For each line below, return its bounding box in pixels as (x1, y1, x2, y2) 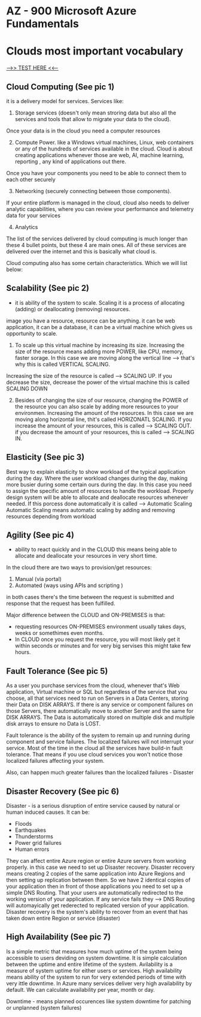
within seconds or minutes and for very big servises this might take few (14, 642, 191, 649)
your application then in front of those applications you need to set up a (6, 883, 182, 890)
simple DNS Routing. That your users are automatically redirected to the (6, 889, 184, 896)
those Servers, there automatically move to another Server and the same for (6, 708, 194, 715)
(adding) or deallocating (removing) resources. (14, 305, 130, 312)
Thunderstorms (14, 833, 54, 840)
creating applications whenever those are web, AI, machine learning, (14, 151, 184, 158)
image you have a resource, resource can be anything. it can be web (6, 317, 175, 324)
